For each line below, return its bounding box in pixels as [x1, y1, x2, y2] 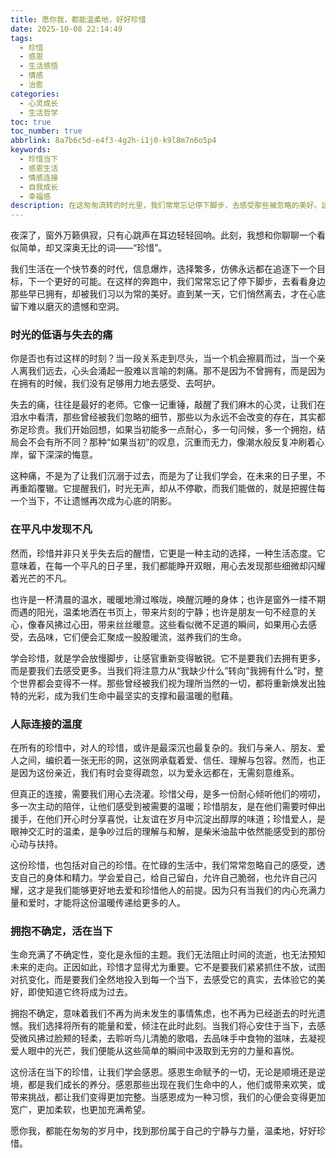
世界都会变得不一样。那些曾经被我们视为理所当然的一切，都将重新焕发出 [18, 677, 317, 689]
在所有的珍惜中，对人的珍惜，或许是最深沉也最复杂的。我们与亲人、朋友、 [10, 742, 317, 754]
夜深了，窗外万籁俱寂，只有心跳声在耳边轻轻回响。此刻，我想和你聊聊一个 [10, 229, 317, 241]
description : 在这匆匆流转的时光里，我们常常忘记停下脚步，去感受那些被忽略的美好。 [10, 201, 322, 211]
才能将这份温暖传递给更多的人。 [53, 897, 186, 909]
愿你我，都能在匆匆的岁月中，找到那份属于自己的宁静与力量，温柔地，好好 [10, 1125, 317, 1137]
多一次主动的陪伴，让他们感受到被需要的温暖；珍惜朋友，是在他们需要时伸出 [10, 801, 326, 813]
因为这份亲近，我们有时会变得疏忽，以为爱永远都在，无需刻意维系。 [18, 767, 300, 779]
